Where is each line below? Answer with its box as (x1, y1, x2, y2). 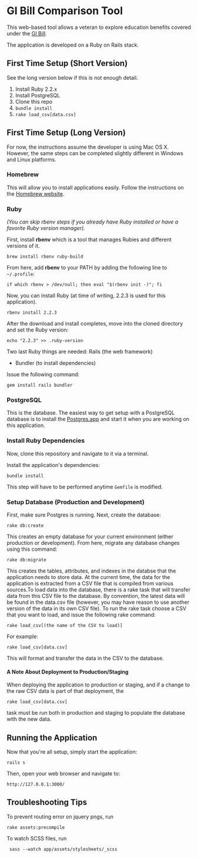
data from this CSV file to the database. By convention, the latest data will (6, 593, 185, 600)
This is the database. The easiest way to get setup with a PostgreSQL (6, 409, 175, 416)
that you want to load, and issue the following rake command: (6, 612, 156, 619)
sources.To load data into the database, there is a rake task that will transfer (6, 586, 191, 593)
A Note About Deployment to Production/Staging (6, 668, 129, 675)
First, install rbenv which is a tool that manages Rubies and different (6, 236, 172, 243)
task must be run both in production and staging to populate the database (6, 709, 185, 716)
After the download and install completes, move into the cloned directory (6, 320, 183, 327)
